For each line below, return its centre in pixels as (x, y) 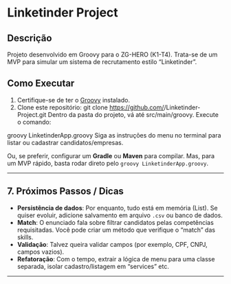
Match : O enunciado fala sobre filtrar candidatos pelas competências (115, 222)
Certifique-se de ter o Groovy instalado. (74, 100)
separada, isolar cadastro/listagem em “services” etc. (93, 266)
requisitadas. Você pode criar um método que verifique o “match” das (116, 230)
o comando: (34, 122)
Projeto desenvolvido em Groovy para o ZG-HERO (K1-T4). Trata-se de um (112, 54)
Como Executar (41, 84)
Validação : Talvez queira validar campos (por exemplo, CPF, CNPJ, (112, 244)
